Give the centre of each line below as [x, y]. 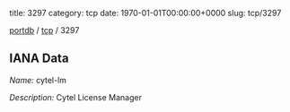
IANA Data [39, 59]
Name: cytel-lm [38, 80]
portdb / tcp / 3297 [44, 30]
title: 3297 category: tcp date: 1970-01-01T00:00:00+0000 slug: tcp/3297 [145, 13]
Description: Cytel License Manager [75, 97]
